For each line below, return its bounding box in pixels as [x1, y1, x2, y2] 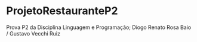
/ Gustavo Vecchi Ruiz [6, 30, 61, 37]
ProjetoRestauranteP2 [6, 4, 118, 18]
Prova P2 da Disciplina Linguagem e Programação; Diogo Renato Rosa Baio [6, 24, 192, 31]
